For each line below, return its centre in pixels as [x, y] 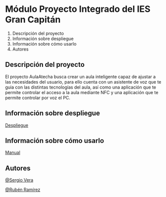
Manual [13, 152]
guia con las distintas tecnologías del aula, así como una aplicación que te [81, 87]
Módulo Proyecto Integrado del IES [78, 9]
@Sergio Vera [19, 180]
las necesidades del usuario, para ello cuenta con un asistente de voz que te [83, 82]
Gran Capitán [33, 20]
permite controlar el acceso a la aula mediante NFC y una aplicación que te [82, 92]
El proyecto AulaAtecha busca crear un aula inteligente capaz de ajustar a [81, 76]
